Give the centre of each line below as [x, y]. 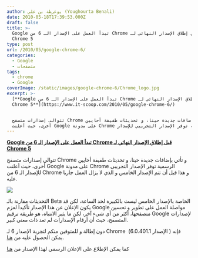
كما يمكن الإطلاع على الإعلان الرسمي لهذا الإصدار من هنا [68, 249]
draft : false [23, 22]
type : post [20, 45]
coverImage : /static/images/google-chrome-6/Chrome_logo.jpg [83, 88]
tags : [13, 72]
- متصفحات [24, 66]
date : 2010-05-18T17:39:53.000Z [46, 17]
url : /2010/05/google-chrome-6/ [46, 50]
